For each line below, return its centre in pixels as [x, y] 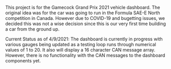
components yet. [23, 61]
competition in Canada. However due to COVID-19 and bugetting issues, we [85, 18]
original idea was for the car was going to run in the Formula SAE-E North [83, 13]
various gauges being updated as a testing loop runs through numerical [81, 44]
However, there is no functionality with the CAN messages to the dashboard [85, 55]
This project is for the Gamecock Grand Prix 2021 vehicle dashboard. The [83, 7]
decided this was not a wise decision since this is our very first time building [86, 24]
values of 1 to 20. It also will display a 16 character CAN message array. [80, 50]
